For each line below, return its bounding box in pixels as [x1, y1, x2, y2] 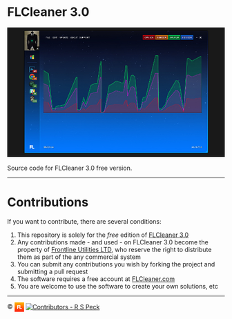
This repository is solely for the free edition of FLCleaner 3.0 [17, 231, 189, 239]
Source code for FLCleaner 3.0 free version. [7, 164, 133, 172]
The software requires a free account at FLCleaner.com [17, 274, 175, 283]
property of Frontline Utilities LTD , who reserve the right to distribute [17, 245, 212, 253]
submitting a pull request [17, 267, 88, 275]
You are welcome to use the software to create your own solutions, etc [17, 282, 219, 290]
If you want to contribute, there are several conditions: [7, 217, 162, 225]
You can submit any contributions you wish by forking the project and [17, 260, 215, 268]
